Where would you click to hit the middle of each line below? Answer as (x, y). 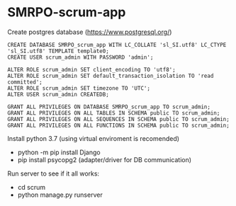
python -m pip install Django (59, 152)
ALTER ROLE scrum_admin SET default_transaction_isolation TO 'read (111, 76)
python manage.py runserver (60, 195)
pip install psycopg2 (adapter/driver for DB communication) (105, 159)
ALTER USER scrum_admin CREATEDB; (58, 94)
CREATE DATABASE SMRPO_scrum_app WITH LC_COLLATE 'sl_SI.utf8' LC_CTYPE (117, 45)
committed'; (25, 82)
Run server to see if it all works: (54, 173)
